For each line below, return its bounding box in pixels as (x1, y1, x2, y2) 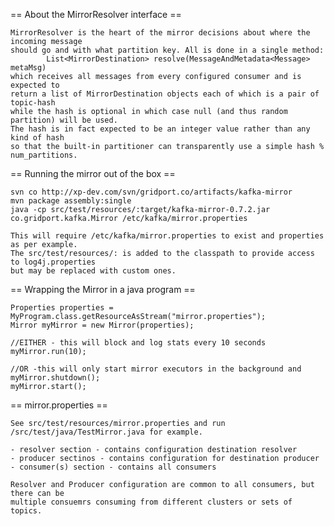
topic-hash (10, 98, 56, 108)
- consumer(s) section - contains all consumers (10, 462, 217, 472)
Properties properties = (10, 303, 114, 313)
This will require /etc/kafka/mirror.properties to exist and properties (10, 231, 325, 241)
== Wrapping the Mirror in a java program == (10, 284, 196, 295)
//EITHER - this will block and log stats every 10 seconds (10, 338, 267, 348)
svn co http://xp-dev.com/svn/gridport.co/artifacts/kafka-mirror (10, 187, 293, 197)
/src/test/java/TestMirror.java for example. (10, 427, 203, 437)
